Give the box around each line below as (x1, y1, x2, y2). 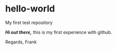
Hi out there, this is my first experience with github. (5, 29, 112, 35)
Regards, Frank (5, 38, 37, 45)
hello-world (5, 3, 55, 14)
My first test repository (5, 19, 53, 25)
